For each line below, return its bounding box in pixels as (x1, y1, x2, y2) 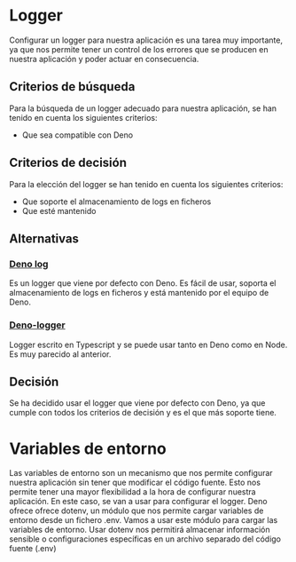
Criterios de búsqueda (9, 79, 136, 94)
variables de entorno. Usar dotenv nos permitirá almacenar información (9, 525, 270, 535)
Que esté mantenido (21, 205, 97, 216)
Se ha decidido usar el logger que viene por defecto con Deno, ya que (9, 398, 266, 408)
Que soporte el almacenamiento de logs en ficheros (21, 196, 212, 207)
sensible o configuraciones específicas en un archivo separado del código (9, 534, 282, 544)
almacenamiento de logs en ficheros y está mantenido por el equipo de (9, 288, 269, 298)
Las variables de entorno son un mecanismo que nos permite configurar (9, 468, 273, 479)
